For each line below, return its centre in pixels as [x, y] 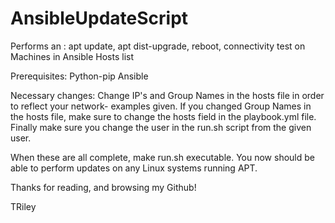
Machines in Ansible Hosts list [72, 56]
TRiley [23, 206]
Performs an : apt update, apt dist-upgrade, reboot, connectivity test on [158, 46]
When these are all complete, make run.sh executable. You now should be [162, 157]
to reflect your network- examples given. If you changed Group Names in [161, 106]
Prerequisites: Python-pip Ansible [79, 76]
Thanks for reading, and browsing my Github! [103, 187]
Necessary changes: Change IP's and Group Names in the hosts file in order [167, 95]
